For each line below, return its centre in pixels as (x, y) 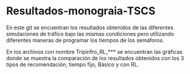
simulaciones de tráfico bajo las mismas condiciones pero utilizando (90, 33)
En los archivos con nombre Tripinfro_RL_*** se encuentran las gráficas (94, 51)
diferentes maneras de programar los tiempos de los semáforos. (85, 40)
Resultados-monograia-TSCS (81, 11)
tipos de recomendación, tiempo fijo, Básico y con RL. (73, 64)
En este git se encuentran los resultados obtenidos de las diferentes (90, 27)
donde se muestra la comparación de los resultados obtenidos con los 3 (95, 58)
